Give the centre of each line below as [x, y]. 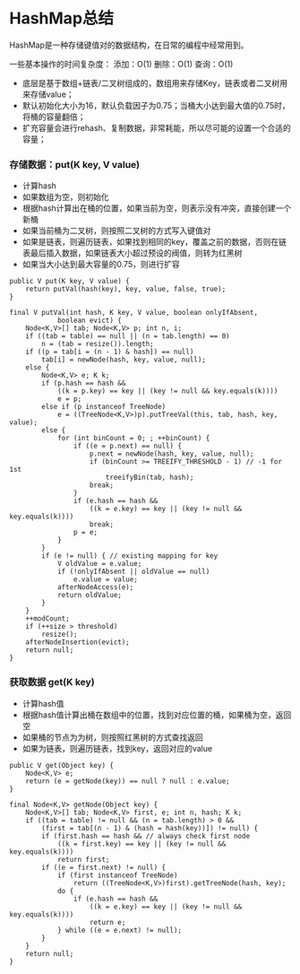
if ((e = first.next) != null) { [104, 867]
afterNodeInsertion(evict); [77, 642]
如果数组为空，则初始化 [65, 197]
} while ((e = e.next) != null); [119, 930]
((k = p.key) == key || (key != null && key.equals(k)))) [167, 391]
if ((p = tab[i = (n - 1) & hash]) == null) [110, 352]
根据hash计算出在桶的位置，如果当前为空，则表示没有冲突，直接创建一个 [157, 208]
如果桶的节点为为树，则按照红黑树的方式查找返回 [112, 737]
